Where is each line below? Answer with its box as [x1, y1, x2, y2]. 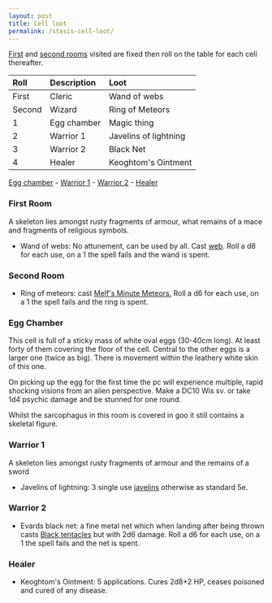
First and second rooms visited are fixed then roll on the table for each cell [8, 50, 257, 59]
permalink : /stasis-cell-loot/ [8, 27, 114, 35]
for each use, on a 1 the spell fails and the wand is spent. [19, 249, 210, 259]
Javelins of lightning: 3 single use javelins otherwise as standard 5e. [19, 482, 248, 492]
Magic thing [108, 117, 154, 128]
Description [50, 77, 97, 89]
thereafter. [8, 58, 43, 67]
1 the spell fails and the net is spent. [19, 538, 140, 548]
